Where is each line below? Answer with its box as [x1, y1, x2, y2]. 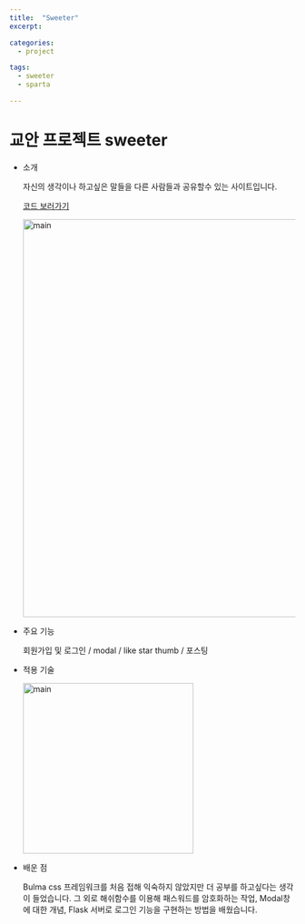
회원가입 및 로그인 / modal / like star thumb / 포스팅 [22, 645, 209, 656]
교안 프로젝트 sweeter [9, 130, 168, 151]
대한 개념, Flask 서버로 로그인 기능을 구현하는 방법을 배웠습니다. [32, 904, 258, 915]
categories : [9, 38, 54, 47]
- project [17, 46, 54, 55]
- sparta [17, 80, 51, 89]
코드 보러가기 [22, 200, 70, 211]
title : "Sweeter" [9, 13, 79, 23]
